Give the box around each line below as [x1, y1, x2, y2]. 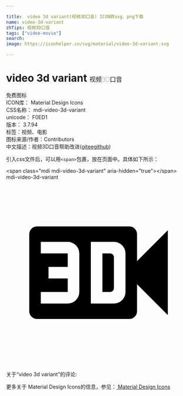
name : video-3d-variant [6, 19, 65, 25]
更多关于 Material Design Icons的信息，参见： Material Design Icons [6, 383, 171, 390]
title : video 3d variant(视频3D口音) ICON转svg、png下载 [6, 14, 144, 19]
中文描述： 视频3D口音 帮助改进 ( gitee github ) [6, 143, 111, 150]
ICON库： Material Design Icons [6, 99, 83, 106]
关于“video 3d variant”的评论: [6, 371, 77, 378]
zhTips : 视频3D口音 [6, 25, 50, 31]
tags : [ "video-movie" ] [6, 30, 62, 36]
